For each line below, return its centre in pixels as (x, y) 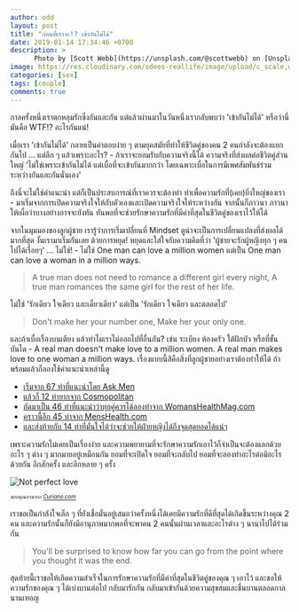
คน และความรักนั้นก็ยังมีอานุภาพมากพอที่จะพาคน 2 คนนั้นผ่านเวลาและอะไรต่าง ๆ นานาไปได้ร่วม (149, 523)
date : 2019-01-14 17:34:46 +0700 (72, 42)
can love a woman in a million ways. (75, 260)
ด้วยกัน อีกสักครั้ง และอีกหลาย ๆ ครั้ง (63, 464)
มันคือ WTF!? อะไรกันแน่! (50, 127)
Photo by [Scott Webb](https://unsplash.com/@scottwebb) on (147, 59)
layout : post (34, 26)
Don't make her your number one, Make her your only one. (139, 321)
